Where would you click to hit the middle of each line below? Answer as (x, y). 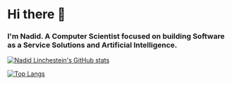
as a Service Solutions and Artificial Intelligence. (92, 45)
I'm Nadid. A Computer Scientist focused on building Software (116, 37)
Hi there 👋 (36, 14)
